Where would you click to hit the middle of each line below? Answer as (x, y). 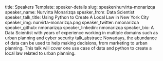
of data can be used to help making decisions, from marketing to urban (76, 43)
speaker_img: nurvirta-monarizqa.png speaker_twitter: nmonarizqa (72, 22)
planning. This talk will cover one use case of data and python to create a (79, 48)
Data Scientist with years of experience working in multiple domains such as (81, 33)
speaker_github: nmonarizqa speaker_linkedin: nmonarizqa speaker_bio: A (80, 28)
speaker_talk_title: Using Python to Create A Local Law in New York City (77, 17)
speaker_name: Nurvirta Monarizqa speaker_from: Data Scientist (70, 12)
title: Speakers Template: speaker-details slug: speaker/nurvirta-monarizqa (80, 7)
